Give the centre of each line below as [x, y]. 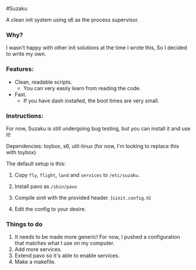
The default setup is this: [36, 163]
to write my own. [26, 54]
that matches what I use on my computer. [64, 243]
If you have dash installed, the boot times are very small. [91, 100]
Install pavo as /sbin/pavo [46, 186]
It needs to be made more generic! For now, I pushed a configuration [97, 237]
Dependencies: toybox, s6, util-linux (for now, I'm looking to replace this [93, 146]
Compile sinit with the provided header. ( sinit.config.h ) [82, 197]
